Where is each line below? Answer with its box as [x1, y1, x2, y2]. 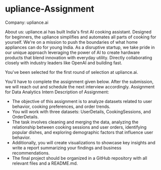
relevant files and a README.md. [12, 160, 78, 166]
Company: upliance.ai [5, 19, 48, 25]
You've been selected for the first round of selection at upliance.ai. [5, 69, 138, 75]
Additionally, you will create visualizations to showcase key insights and [12, 139, 156, 145]
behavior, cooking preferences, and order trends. [12, 103, 111, 109]
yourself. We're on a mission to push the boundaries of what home [5, 39, 138, 45]
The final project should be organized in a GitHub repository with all [12, 155, 147, 161]
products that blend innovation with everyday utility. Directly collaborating [5, 54, 153, 60]
